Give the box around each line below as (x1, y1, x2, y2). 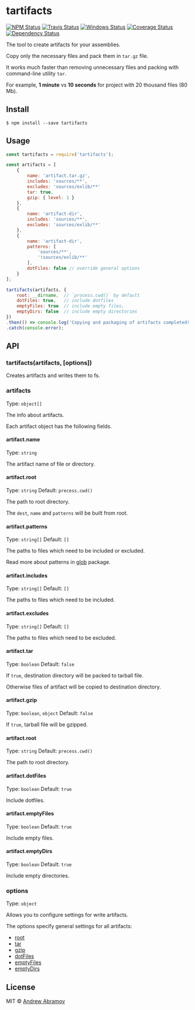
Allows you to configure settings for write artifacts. (6, 912, 129, 919)
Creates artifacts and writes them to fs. (6, 372, 101, 379)
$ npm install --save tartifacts (6, 120, 88, 126)
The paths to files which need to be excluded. (6, 634, 117, 641)
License (6, 982, 36, 992)
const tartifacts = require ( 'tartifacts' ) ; (6, 151, 114, 158)
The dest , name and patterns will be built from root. (6, 509, 128, 516)
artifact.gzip (6, 697, 37, 704)
